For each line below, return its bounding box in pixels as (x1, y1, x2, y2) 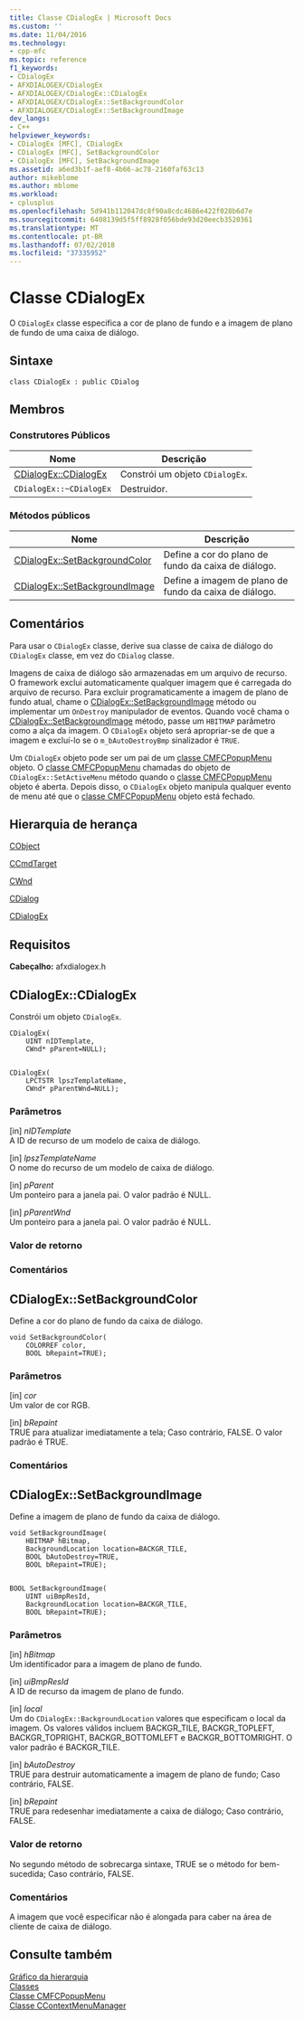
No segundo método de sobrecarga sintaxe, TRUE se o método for (9, 1858, 258, 1869)
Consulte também (9, 1947, 113, 1963)
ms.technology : (9, 38, 67, 48)
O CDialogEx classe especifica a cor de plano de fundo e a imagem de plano (9, 318, 293, 328)
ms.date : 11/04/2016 (9, 30, 88, 39)
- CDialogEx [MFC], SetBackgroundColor (9, 147, 160, 156)
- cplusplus (9, 198, 54, 208)
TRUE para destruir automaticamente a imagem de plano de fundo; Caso (9, 1769, 280, 1780)
